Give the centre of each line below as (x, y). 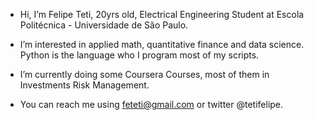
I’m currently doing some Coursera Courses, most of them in (144, 74)
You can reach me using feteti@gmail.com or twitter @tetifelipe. (151, 104)
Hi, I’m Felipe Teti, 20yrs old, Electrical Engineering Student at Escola (162, 14)
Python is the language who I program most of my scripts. (139, 55)
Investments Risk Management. (84, 85)
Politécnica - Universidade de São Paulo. (104, 25)
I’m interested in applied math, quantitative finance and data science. (162, 44)
